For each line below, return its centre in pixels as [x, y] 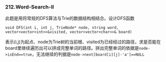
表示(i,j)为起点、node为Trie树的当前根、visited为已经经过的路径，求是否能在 [83, 42]
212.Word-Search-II [30, 7]
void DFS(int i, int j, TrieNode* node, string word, [62, 28]
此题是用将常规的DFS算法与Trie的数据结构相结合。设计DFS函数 [70, 18]
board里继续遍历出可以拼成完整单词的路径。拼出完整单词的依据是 [72, 48]
